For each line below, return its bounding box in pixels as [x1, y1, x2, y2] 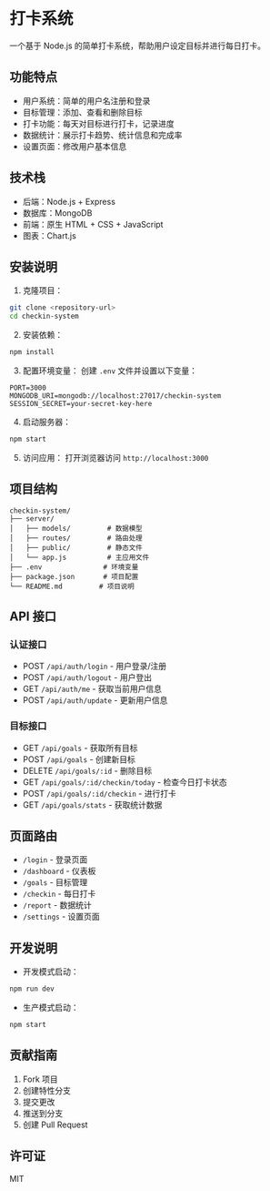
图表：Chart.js [22, 229, 77, 241]
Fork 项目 [22, 1074, 59, 1084]
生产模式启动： [22, 1003, 79, 1013]
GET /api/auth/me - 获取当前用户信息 [22, 684, 162, 695]
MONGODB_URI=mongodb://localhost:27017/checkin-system [9, 392, 222, 401]
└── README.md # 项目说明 [9, 582, 135, 591]
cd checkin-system [9, 311, 79, 321]
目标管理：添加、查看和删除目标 [22, 107, 143, 117]
